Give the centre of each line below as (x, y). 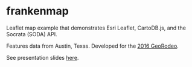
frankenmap (38, 11)
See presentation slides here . (43, 57)
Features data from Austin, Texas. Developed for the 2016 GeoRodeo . (93, 46)
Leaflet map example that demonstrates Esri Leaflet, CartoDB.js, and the (96, 28)
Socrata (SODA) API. (32, 34)
